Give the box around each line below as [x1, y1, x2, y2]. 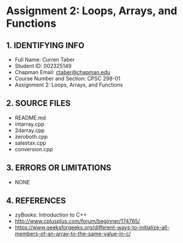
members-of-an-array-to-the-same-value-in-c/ [14, 230, 131, 238]
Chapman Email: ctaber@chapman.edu [14, 69, 111, 75]
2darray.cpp [14, 126, 45, 134]
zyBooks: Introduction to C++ [14, 212, 87, 219]
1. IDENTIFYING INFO [6, 40, 85, 50]
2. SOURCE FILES [6, 98, 71, 108]
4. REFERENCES [6, 196, 66, 206]
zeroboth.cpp [14, 133, 48, 140]
